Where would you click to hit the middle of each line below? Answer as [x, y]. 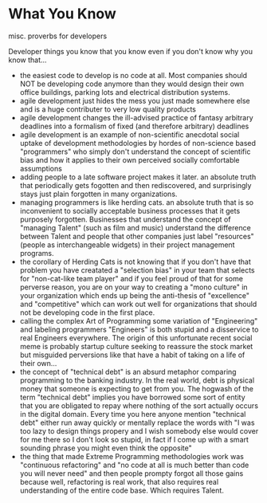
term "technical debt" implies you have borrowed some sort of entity [132, 397]
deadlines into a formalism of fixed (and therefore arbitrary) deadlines [134, 126]
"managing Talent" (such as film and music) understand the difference [135, 227]
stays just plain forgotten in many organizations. [98, 194]
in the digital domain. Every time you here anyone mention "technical [133, 414]
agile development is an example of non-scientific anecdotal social [130, 134]
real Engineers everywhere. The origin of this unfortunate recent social [136, 338]
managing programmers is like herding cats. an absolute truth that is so [137, 202]
